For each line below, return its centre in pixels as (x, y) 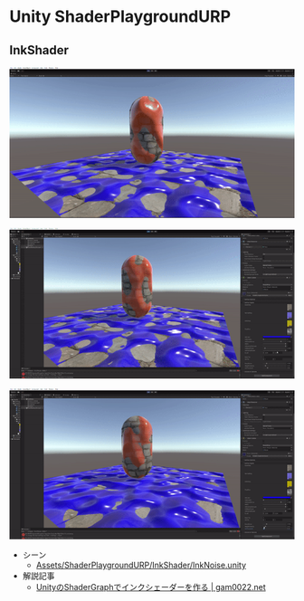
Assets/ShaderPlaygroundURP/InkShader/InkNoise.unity (141, 565)
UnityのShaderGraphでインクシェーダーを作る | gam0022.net (151, 587)
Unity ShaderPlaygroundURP (120, 17)
